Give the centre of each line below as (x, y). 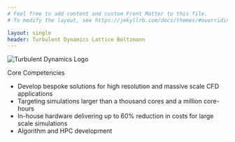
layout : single (29, 33)
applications (35, 94)
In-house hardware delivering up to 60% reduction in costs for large (115, 116)
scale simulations (42, 124)
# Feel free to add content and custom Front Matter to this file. (108, 14)
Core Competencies (36, 73)
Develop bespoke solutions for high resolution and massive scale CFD (118, 86)
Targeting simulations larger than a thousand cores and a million (110, 101)
